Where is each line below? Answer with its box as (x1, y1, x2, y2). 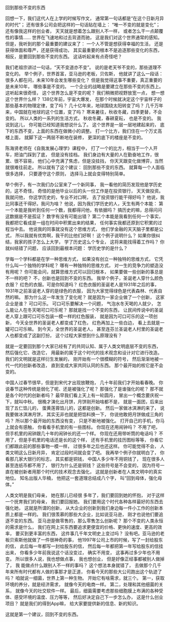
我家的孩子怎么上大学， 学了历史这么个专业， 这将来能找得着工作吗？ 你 (14, 239, 165, 245)
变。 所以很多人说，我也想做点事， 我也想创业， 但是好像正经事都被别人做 (5, 556, 160, 562)
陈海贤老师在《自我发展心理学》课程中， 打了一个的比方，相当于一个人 (5, 145, 153, 151)
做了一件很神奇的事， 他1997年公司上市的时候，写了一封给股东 (31, 537, 163, 543)
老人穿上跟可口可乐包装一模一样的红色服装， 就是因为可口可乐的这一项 (5, 313, 153, 319)
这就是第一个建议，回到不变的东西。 (5, 611, 81, 617)
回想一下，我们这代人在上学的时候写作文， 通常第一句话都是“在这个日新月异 (5, 15, 164, 21)
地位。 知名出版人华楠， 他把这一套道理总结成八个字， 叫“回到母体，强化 (5, 475, 158, 481)
